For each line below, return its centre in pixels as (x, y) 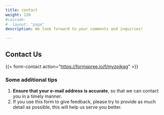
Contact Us (24, 54)
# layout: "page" (25, 24)
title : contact (22, 10)
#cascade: (16, 19)
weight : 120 (18, 15)
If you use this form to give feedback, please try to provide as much (84, 102)
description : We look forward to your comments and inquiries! (74, 29)
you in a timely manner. (37, 96)
